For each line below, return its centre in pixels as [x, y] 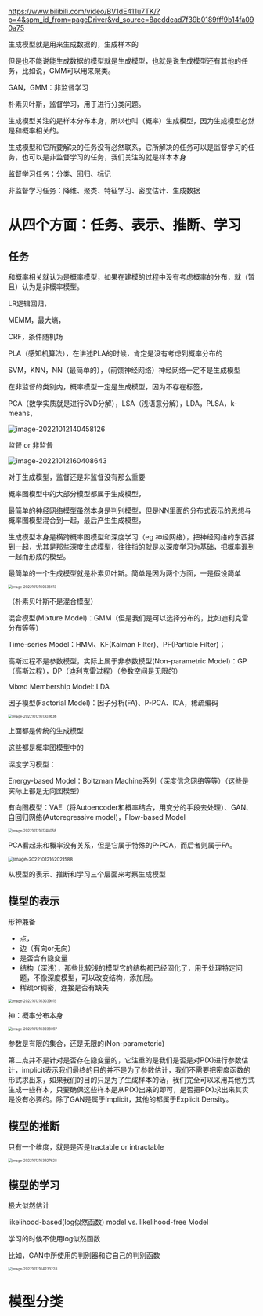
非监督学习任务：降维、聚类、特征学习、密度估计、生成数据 [104, 190]
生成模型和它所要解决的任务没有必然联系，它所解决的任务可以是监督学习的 [128, 147]
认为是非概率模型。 [52, 287]
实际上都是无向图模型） [46, 791]
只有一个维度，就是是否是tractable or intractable [86, 1146]
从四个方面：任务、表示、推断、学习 [125, 225]
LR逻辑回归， [29, 303]
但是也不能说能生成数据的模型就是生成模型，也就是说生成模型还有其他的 [124, 61]
